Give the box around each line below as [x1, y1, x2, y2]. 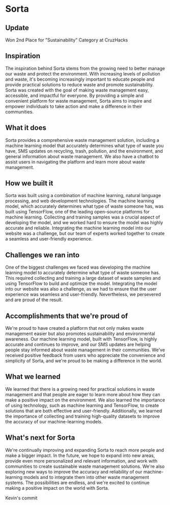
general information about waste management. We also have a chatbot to [5, 153, 159, 159]
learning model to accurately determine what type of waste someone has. [5, 270, 160, 276]
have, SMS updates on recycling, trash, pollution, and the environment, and [5, 148, 163, 154]
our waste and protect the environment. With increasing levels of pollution [5, 70, 160, 77]
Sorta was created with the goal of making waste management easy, [5, 87, 149, 93]
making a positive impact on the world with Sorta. [5, 485, 109, 491]
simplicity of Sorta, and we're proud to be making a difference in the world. [5, 358, 163, 364]
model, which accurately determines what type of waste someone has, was [5, 203, 164, 209]
